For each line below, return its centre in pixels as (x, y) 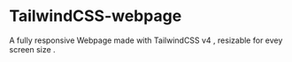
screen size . (32, 49)
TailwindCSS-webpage (96, 16)
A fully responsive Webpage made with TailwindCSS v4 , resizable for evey (146, 40)
